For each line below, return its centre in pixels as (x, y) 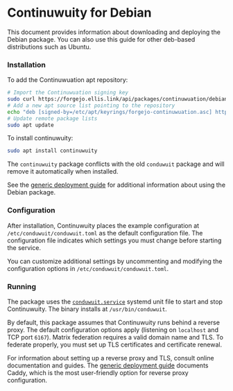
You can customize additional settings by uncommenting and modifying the (115, 261)
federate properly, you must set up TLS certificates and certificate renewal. (115, 344)
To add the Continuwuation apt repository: (68, 80)
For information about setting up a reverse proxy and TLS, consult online (111, 358)
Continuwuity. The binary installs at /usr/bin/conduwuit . (87, 309)
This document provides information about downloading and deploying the (114, 32)
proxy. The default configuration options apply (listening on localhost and (113, 330)
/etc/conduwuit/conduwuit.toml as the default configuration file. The (105, 233)
